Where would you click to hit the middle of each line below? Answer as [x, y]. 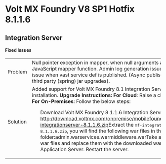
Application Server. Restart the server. [85, 149]
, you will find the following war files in [111, 131]
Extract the [121, 125]
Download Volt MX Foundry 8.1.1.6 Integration [94, 112]
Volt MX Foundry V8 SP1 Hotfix [70, 9]
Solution [17, 122]
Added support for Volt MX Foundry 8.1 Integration [91, 89]
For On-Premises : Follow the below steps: [81, 101]
